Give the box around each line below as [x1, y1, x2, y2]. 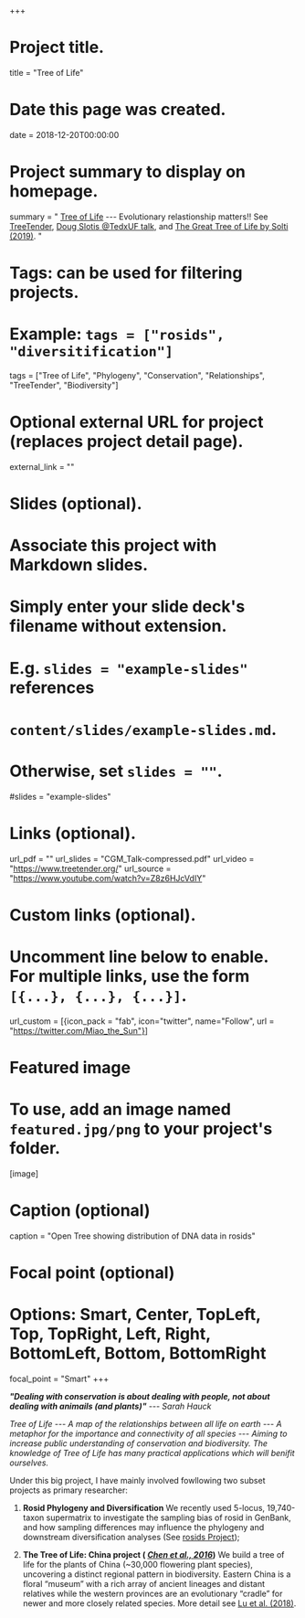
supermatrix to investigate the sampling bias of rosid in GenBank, [46, 1512, 292, 1523]
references [9, 677, 95, 697]
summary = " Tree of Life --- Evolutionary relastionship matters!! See [9, 211, 268, 222]
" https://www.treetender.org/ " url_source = [9, 863, 172, 874]
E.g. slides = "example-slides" [9, 657, 248, 678]
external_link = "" [9, 461, 75, 472]
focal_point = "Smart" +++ [9, 1373, 110, 1384]
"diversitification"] [9, 344, 174, 361]
